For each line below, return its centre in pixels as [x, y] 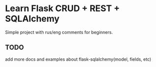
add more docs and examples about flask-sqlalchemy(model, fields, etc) [78, 59]
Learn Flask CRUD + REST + [63, 8]
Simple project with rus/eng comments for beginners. [59, 32]
